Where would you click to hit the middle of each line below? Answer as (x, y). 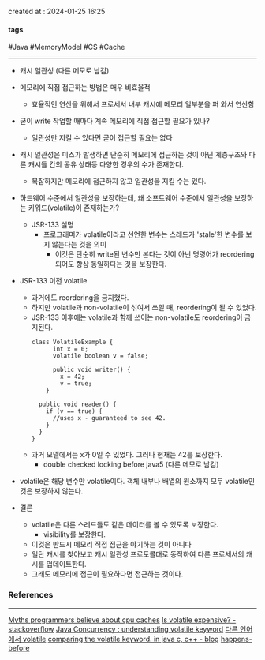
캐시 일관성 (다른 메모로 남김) (64, 71)
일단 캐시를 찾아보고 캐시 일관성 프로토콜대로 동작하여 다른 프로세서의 (138, 554)
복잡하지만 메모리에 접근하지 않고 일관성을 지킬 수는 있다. (119, 182)
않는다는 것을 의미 (79, 245)
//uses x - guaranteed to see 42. (109, 418)
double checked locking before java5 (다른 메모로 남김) (131, 464)
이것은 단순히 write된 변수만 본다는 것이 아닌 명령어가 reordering (155, 254)
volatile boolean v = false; (100, 356)
